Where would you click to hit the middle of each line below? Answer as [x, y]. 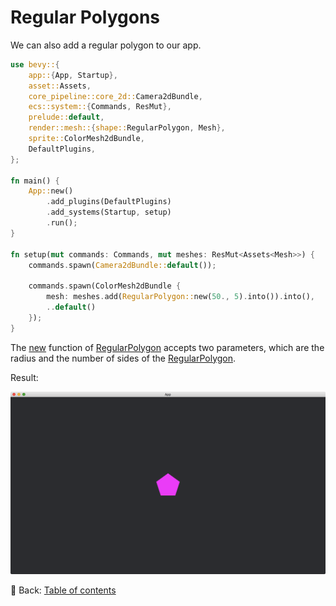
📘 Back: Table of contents [63, 590]
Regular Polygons [85, 17]
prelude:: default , [66, 117]
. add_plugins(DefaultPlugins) [109, 202]
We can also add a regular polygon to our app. [106, 45]
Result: [24, 377]
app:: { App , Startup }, [73, 75]
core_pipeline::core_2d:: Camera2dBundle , [115, 96]
